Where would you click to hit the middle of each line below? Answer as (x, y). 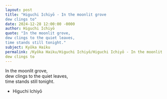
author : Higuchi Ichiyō (30, 29)
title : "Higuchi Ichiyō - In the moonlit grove (56, 15)
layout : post (19, 10)
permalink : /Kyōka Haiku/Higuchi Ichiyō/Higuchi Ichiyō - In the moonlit (84, 52)
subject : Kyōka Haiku (28, 47)
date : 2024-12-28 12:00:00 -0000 (40, 24)
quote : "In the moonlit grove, (38, 33)
